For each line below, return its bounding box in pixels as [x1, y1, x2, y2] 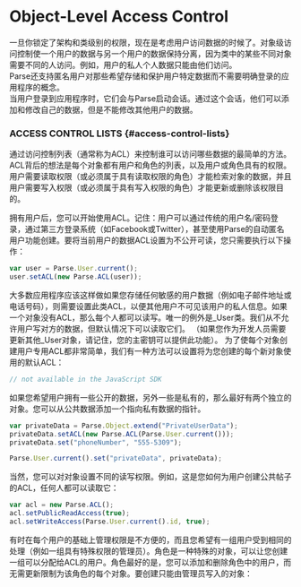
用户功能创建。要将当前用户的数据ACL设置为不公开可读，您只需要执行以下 [9, 235, 284, 246]
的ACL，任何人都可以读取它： [9, 482, 119, 494]
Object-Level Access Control [9, 6, 228, 27]
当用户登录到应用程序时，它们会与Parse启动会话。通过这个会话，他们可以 [9, 92, 282, 104]
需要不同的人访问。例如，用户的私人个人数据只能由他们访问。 [9, 59, 237, 70]
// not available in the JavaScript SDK [9, 375, 163, 384]
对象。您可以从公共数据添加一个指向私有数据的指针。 [9, 403, 206, 414]
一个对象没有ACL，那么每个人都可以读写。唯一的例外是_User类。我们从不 [9, 312, 281, 323]
